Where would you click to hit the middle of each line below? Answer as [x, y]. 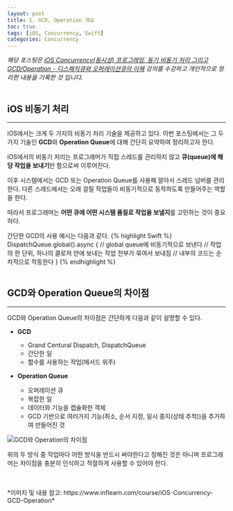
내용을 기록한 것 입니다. [51, 78]
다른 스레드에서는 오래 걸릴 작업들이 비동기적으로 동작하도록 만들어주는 [117, 189]
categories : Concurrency [43, 40]
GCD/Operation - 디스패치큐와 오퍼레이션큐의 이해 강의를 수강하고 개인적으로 [112, 69]
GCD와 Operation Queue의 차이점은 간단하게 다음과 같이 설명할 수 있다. [105, 317]
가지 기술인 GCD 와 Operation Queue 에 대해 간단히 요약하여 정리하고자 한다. [111, 142]
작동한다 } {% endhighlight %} [73, 262]
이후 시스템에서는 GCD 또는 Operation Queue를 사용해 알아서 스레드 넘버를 [110, 180]
